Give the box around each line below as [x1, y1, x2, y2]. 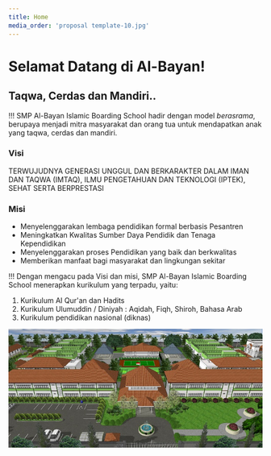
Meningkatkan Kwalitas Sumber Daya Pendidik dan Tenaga [19, 230, 216, 240]
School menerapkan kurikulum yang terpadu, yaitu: [8, 280, 179, 290]
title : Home [8, 13, 48, 21]
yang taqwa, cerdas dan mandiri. [8, 127, 118, 137]
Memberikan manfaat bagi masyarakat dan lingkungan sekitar [19, 256, 226, 266]
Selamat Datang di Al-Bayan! [8, 57, 206, 76]
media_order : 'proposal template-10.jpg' [8, 21, 150, 30]
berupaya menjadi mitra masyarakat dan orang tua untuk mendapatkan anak [8, 119, 262, 129]
